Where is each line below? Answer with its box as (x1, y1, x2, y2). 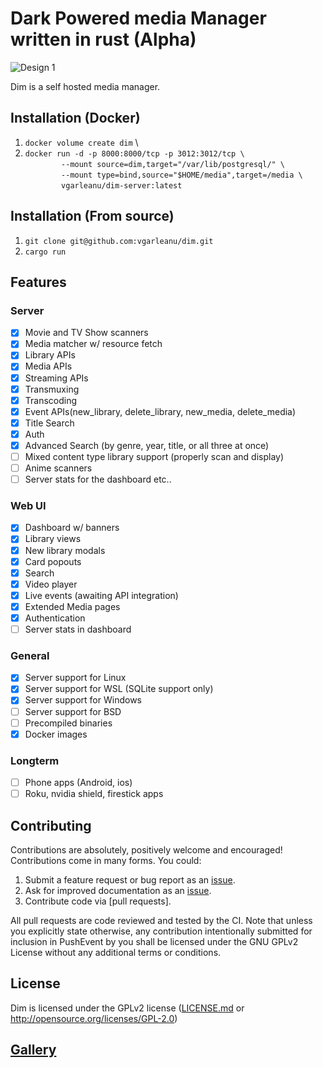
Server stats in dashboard (24, 623, 132, 635)
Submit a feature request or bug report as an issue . (24, 873, 236, 886)
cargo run (24, 247, 67, 257)
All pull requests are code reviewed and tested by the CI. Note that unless (10, 914, 313, 926)
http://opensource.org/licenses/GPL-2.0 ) (10, 1012, 178, 1024)
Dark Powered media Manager (10, 7, 267, 30)
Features (10, 273, 67, 291)
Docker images (24, 728, 88, 740)
